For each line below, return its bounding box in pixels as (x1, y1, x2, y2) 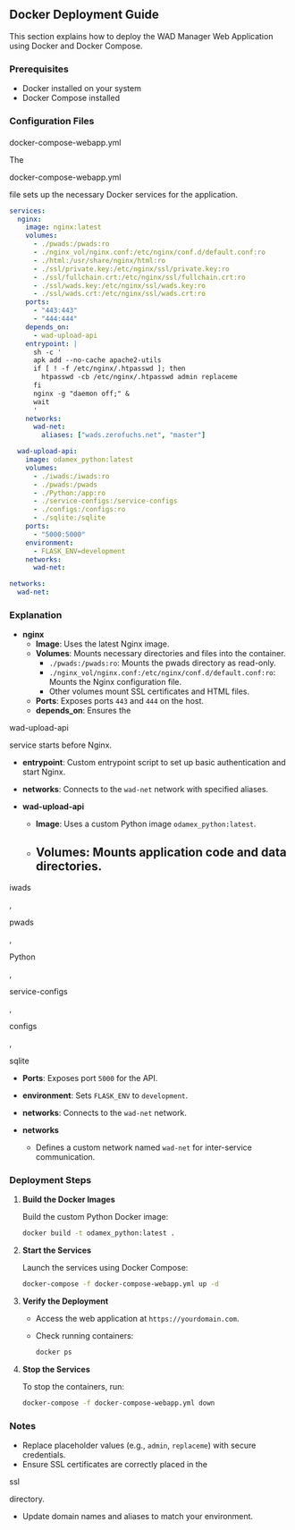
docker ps (35, 1348, 73, 1357)
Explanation (9, 608, 63, 621)
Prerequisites (9, 63, 69, 75)
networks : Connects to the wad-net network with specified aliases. (21, 784, 269, 795)
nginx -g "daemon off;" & (32, 389, 130, 398)
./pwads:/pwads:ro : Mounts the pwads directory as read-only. (48, 657, 277, 669)
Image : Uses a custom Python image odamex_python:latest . (35, 818, 257, 830)
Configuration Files (9, 115, 95, 128)
